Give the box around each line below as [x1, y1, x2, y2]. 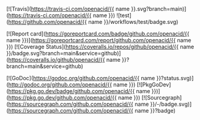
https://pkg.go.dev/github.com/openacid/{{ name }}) [8, 94, 141, 101]
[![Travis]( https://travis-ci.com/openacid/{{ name [6, 6, 130, 12]
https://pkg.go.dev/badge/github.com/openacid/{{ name [8, 88, 150, 94]
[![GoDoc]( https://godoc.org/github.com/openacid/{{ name [6, 75, 155, 81]
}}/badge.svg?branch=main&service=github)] [6, 50, 121, 57]
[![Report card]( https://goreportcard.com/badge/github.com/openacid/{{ [6, 30, 190, 37]
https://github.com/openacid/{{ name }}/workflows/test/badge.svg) [8, 18, 179, 25]
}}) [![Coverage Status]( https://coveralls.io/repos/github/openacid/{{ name [6, 43, 194, 50]
